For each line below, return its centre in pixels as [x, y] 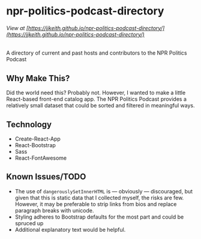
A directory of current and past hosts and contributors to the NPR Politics [97, 53]
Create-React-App [38, 139]
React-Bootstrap [35, 145]
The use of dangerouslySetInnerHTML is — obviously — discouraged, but [104, 191]
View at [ [17, 28]
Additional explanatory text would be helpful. [70, 229]
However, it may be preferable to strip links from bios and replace [96, 204]
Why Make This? [38, 78]
